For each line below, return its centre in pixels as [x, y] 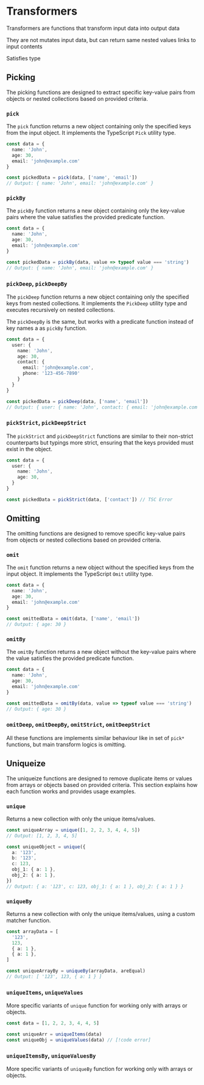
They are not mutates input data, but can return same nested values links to [101, 40]
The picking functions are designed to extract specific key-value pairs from [101, 92]
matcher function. [29, 920]
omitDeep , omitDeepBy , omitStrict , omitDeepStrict [79, 725]
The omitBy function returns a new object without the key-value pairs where [101, 652]
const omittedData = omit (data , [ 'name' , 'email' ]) [73, 619]
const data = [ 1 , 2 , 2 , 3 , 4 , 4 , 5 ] [53, 1023]
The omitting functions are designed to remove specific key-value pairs [96, 533]
